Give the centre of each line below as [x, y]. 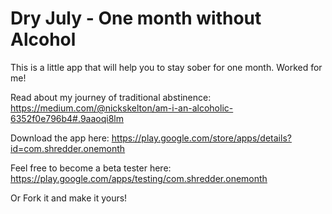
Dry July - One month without [136, 18]
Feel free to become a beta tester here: [91, 168]
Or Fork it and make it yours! [69, 198]
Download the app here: [60, 138]
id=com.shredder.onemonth [68, 148]
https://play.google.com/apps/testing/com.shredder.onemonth [139, 178]
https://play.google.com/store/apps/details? [201, 138]
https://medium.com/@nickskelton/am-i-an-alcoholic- [122, 108]
